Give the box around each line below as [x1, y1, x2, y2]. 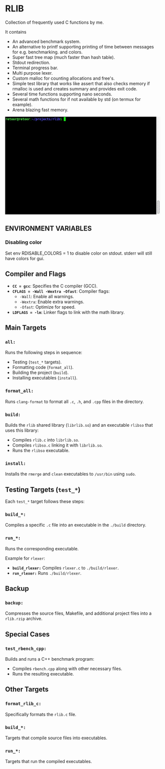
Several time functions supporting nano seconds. [12, 91, 112, 97]
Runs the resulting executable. [12, 671, 74, 677]
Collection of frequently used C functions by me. [5, 19, 104, 25]
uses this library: [5, 427, 39, 433]
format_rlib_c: [5, 701, 42, 707]
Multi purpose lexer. [12, 70, 53, 76]
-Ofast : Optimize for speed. [19, 304, 76, 310]
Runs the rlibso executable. [12, 447, 70, 453]
